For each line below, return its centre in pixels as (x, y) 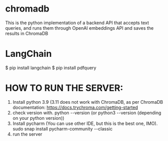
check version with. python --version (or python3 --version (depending (87, 113)
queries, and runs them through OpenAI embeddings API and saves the (79, 28)
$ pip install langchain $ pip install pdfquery (51, 67)
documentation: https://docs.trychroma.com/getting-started (75, 107)
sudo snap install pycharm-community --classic (62, 128)
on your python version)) (38, 118)
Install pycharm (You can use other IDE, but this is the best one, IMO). (85, 123)
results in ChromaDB (27, 33)
